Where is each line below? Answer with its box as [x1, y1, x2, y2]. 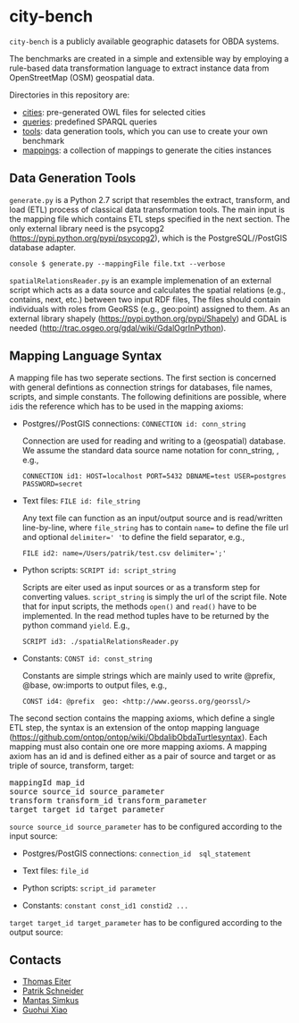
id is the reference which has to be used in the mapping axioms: [9, 401, 244, 411]
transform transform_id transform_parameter [9, 795, 208, 806]
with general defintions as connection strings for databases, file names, [9, 382, 273, 393]
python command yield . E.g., [21, 620, 131, 630]
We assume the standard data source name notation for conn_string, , [21, 444, 279, 455]
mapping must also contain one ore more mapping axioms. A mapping [9, 740, 268, 752]
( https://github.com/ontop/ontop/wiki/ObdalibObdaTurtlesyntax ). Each [9, 731, 268, 742]
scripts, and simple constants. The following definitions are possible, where [9, 391, 287, 402]
